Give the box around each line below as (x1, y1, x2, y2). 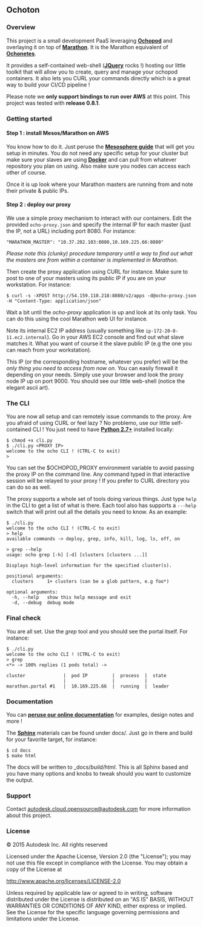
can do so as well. (6, 483, 52, 491)
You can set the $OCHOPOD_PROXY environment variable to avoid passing (6, 464, 195, 472)
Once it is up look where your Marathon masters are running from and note (6, 181, 193, 188)
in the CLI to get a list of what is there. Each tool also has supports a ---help (6, 501, 197, 509)
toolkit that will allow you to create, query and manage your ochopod (6, 68, 178, 75)
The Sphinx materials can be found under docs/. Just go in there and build (6, 729, 193, 736)
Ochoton (6, 5, 40, 15)
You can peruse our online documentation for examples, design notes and (6, 711, 194, 718)
